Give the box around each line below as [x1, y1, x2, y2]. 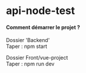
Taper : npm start [6, 43, 48, 50]
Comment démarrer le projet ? [6, 23, 80, 30]
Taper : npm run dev [6, 60, 55, 68]
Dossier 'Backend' [6, 37, 50, 44]
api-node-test [6, 4, 76, 18]
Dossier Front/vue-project [6, 54, 69, 61]
